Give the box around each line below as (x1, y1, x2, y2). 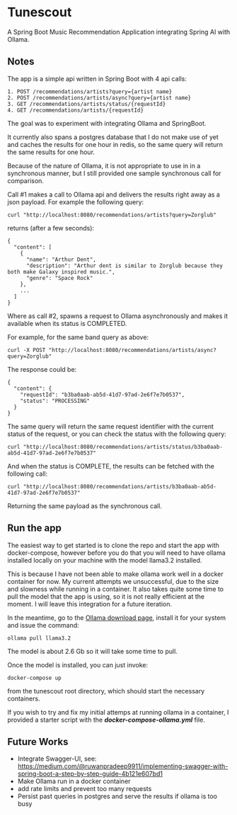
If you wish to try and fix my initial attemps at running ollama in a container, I (7, 708, 229, 716)
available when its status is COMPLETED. (7, 319, 127, 327)
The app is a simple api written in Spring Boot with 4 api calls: (7, 74, 187, 83)
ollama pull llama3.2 (7, 634, 71, 642)
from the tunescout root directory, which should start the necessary (7, 686, 205, 695)
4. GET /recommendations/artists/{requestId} (7, 107, 144, 114)
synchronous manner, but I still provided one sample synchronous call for (7, 169, 221, 177)
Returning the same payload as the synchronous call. (7, 501, 163, 510)
